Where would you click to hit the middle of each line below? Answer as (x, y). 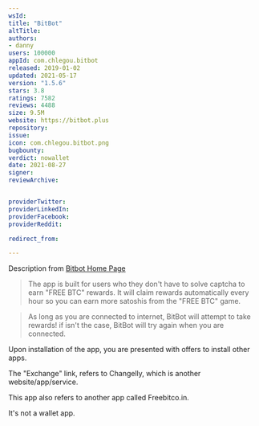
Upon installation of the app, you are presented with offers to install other (129, 350)
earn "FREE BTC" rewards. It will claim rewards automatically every (138, 293)
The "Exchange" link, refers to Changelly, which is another (105, 374)
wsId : (17, 16)
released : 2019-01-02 (45, 68)
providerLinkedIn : (39, 209)
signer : (21, 173)
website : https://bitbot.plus (59, 121)
